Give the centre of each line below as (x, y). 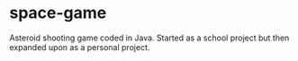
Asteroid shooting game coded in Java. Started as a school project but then (149, 38)
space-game (58, 13)
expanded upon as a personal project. (80, 47)
